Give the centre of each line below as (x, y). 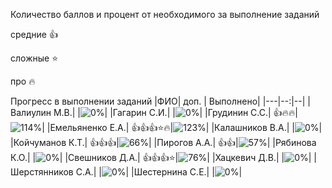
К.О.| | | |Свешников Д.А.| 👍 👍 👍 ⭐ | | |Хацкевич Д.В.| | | (161, 157)
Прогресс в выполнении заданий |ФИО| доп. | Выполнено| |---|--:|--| (158, 101)
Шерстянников (42, 172)
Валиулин (31, 112)
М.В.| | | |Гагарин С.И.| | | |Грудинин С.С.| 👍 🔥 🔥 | (175, 112)
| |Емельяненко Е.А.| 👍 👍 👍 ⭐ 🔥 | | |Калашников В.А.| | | (182, 127)
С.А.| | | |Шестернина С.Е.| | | (159, 172)
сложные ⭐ (34, 58)
